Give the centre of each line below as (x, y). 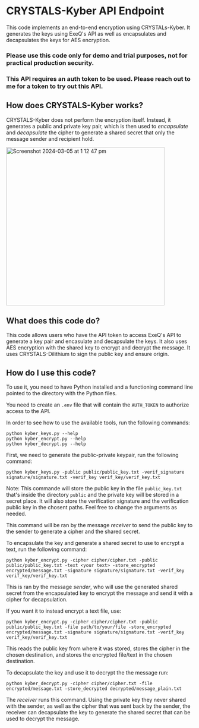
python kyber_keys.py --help (42, 434)
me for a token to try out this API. (55, 86)
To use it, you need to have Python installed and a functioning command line (99, 387)
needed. (16, 514)
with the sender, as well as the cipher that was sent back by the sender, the (98, 706)
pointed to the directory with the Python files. (61, 393)
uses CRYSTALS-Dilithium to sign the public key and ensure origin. (88, 354)
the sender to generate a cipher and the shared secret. (73, 532)
